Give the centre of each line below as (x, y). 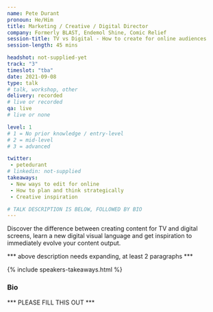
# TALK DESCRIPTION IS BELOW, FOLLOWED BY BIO (75, 209)
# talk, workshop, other (42, 90)
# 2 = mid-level (30, 140)
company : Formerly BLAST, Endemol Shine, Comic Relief (87, 32)
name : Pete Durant (33, 13)
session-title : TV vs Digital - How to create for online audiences (107, 39)
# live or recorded (35, 102)
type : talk (23, 83)
